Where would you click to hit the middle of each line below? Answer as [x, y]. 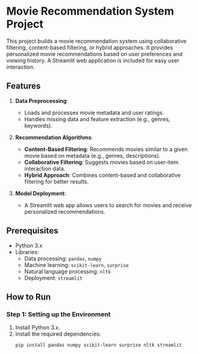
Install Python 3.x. [37, 328]
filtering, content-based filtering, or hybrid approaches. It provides [90, 48]
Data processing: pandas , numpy [63, 258]
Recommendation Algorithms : [54, 137]
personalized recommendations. [65, 211]
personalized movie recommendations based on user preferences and [94, 54]
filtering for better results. [56, 182]
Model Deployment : [41, 193]
